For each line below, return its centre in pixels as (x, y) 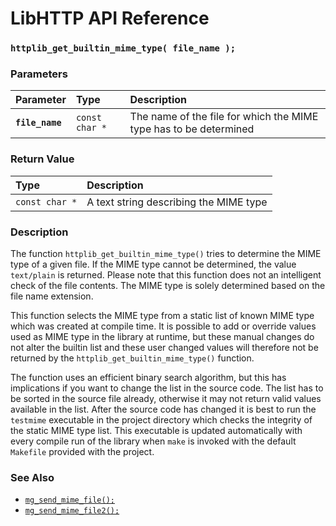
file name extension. (52, 296)
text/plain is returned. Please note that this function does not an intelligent (166, 275)
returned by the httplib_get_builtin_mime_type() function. (132, 358)
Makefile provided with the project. (82, 451)
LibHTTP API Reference (110, 18)
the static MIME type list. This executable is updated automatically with (156, 430)
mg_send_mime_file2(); (72, 511)
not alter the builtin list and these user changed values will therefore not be (164, 347)
